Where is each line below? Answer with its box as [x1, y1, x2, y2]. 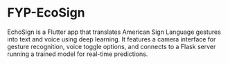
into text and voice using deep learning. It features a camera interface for [7, 35, 216, 43]
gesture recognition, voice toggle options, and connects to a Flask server [7, 42, 216, 50]
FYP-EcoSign [7, 5, 85, 21]
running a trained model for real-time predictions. [7, 50, 148, 58]
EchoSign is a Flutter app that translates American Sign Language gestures [7, 28, 222, 36]
